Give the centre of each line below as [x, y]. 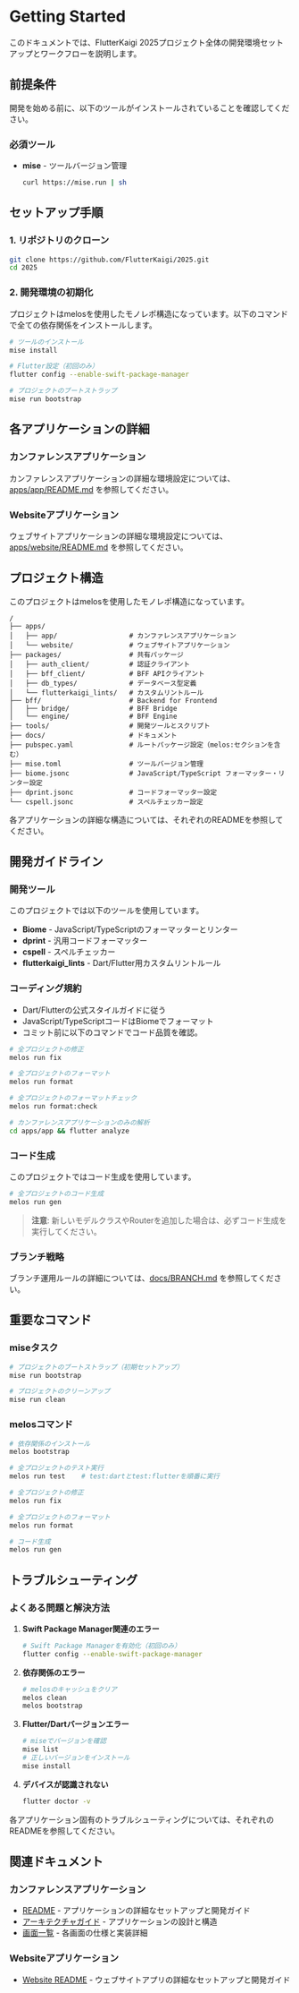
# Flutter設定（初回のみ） [54, 366]
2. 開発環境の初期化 [51, 293]
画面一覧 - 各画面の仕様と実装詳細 [85, 1933]
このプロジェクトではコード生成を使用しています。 [103, 1176]
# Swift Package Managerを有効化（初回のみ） [101, 1646]
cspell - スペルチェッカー [69, 952]
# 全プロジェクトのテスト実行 [57, 1468]
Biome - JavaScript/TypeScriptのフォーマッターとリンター [130, 929]
